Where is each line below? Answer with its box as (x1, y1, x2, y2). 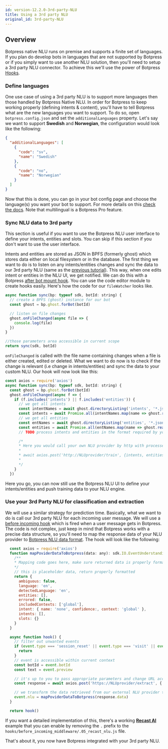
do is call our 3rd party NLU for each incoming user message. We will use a (5, 515, 161, 521)
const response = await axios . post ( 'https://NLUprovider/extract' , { (14, 681, 162, 686)
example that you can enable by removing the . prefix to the (5, 722, 129, 728)
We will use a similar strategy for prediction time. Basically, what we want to (5, 510, 161, 516)
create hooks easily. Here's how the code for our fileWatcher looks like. (5, 283, 153, 289)
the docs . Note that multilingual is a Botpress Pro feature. (5, 206, 123, 212)
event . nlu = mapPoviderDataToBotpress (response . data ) (14, 695, 128, 700)
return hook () (9, 708, 39, 713)
